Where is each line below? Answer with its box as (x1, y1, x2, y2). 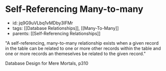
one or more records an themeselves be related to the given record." (5, 51, 146, 57)
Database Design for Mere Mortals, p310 (5, 60, 89, 66)
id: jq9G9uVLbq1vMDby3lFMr (12, 20, 73, 26)
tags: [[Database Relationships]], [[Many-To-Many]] (12, 25, 119, 31)
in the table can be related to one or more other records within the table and (5, 45, 161, 51)
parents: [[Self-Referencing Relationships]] (12, 30, 101, 36)
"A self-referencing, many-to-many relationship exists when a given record (5, 40, 159, 46)
